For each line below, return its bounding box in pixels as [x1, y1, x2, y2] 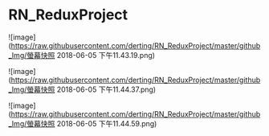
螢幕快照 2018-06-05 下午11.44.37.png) [26, 84, 157, 94]
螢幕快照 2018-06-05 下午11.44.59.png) [26, 118, 157, 128]
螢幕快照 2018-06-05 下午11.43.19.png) [26, 50, 155, 60]
